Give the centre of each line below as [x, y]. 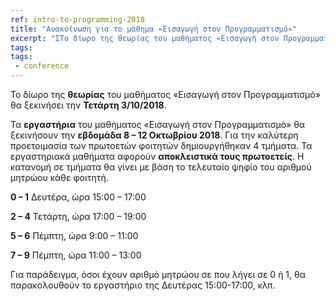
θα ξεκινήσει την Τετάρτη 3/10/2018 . [88, 105]
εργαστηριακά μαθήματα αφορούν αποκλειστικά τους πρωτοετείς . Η [157, 156]
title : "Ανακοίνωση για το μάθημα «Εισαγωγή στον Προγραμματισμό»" [154, 29]
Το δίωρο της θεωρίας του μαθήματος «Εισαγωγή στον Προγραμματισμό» [165, 94]
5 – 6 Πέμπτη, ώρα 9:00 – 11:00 [74, 235]
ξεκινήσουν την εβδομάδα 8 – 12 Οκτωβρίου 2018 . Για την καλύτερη [154, 135]
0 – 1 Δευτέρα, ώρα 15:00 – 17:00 [78, 197]
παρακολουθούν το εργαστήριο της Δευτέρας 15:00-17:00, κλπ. [143, 285]
